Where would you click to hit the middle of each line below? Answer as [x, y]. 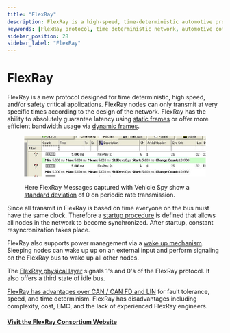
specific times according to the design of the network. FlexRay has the [107, 112]
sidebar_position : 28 [38, 36]
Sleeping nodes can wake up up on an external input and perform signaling [113, 250]
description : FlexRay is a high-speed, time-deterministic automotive [110, 22]
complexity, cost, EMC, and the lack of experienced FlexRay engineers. [107, 306]
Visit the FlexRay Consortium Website [62, 321]
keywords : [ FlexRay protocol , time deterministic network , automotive [110, 29]
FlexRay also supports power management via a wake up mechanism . [105, 243]
